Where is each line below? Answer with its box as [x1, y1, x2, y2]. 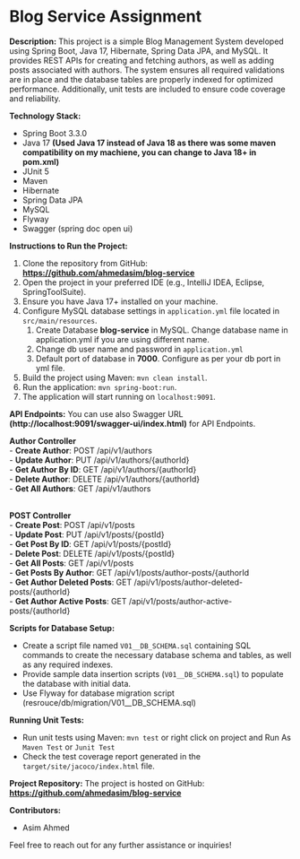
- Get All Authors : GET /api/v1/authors [9, 482, 151, 494]
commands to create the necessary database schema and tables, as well [21, 649, 292, 660]
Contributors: [9, 804, 61, 815]
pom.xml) [21, 156, 60, 167]
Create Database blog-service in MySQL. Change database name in [35, 325, 288, 335]
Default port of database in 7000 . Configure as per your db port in [35, 352, 281, 364]
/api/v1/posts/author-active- [128, 595, 233, 606]
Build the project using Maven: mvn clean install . [21, 372, 208, 383]
